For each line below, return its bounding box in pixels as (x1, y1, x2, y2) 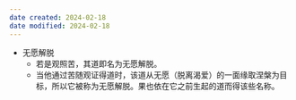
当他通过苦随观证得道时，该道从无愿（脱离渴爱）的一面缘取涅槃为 (35, 69, 280, 80)
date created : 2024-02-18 (9, 12, 106, 22)
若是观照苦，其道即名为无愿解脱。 (35, 58, 162, 69)
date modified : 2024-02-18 (9, 21, 110, 30)
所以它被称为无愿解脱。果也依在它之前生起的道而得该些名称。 (51, 80, 280, 91)
